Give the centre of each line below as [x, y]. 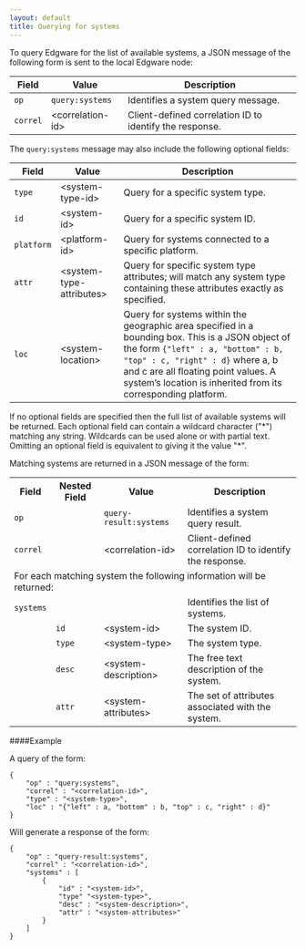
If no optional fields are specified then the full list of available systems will [148, 417]
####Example [36, 740]
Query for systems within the [185, 314]
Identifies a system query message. [204, 99]
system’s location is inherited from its [203, 382]
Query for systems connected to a [196, 239]
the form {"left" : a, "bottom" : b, [204, 348]
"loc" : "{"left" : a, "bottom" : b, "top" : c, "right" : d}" [148, 807]
